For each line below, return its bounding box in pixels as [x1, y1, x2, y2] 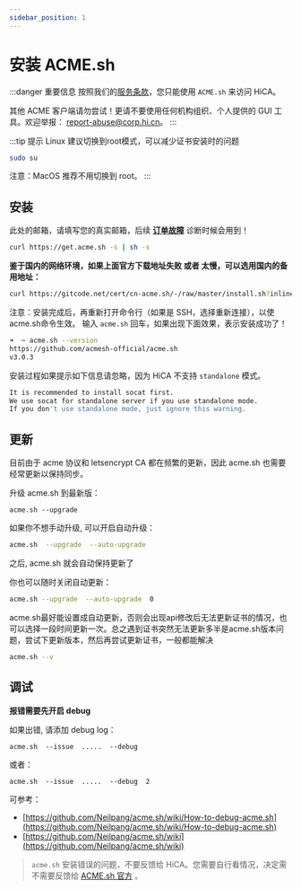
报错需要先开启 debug [9, 705, 91, 716]
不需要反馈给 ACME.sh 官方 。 [30, 870, 143, 881]
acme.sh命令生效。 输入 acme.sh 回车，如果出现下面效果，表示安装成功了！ [9, 318, 288, 329]
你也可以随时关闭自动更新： [9, 577, 112, 587]
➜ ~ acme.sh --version [9, 336, 99, 345]
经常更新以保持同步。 [9, 469, 88, 480]
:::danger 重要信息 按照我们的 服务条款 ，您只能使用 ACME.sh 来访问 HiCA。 [9, 86, 281, 97]
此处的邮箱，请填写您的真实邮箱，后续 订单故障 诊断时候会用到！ [9, 225, 249, 236]
